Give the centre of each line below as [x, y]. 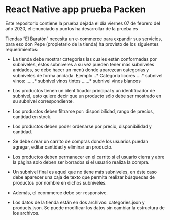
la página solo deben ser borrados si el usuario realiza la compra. [81, 162]
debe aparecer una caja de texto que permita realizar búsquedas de [84, 177]
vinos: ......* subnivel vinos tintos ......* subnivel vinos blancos [77, 81]
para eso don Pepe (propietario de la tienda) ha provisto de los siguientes [82, 44]
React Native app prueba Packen [76, 9]
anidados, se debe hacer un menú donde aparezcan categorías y [81, 70]
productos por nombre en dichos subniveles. [59, 182]
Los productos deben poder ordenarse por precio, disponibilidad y [82, 126]
